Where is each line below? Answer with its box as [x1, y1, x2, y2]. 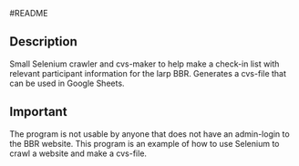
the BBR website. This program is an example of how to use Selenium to [9, 138, 280, 149]
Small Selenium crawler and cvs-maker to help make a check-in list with [9, 58, 280, 69]
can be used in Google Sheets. [9, 78, 125, 88]
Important [9, 104, 67, 119]
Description [9, 34, 77, 49]
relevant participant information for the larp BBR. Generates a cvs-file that [9, 67, 287, 78]
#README [9, 8, 48, 18]
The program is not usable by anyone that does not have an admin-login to [9, 128, 290, 140]
